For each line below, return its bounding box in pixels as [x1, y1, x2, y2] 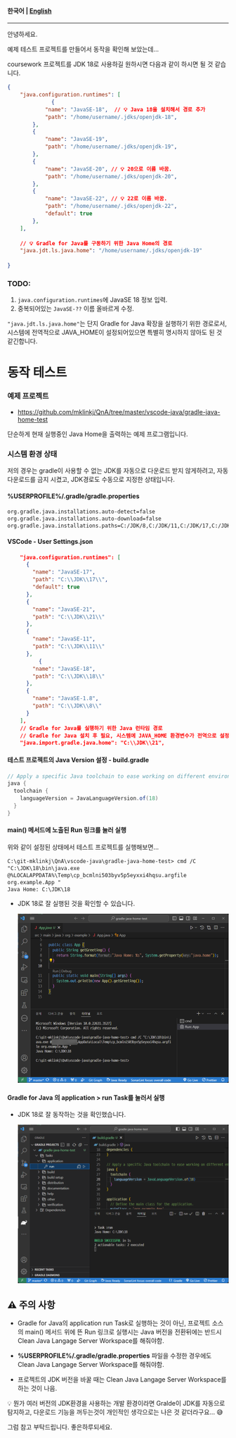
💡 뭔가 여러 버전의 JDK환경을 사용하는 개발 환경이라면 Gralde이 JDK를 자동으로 [7, 1399, 225, 1408]
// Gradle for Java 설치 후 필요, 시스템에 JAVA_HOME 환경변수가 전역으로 [20, 732, 217, 739]
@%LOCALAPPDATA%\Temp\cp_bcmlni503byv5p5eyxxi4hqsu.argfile [7, 872, 188, 879]
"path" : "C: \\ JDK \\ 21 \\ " [32, 613, 105, 620]
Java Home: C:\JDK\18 [7, 886, 71, 893]
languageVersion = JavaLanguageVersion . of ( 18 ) [20, 795, 159, 802]
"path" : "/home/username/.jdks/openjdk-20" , [44, 173, 178, 180]
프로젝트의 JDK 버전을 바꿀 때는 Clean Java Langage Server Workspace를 [17, 1375, 227, 1384]
